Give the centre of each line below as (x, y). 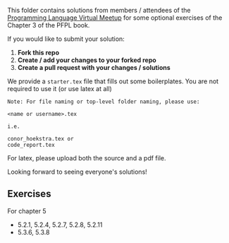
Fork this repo (38, 53)
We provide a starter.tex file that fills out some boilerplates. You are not (113, 81)
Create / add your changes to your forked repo (87, 60)
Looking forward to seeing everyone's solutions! (78, 172)
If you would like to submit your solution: (66, 39)
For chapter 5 (27, 211)
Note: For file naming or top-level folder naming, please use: (104, 102)
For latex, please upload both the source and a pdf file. (87, 158)
